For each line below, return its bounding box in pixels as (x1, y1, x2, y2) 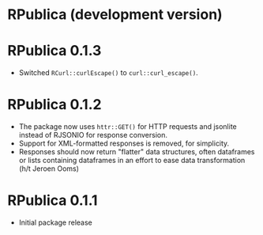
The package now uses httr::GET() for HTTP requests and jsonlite (18, 122, 238, 131)
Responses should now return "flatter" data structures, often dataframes (18, 147, 255, 157)
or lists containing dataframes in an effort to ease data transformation (18, 156, 246, 165)
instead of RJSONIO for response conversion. (18, 131, 167, 140)
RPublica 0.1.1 (7, 191, 98, 210)
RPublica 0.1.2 (7, 96, 102, 114)
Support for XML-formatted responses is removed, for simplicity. (18, 138, 230, 148)
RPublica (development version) (7, 6, 223, 24)
